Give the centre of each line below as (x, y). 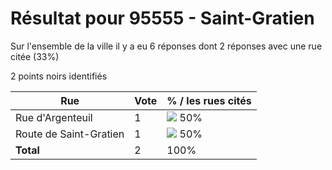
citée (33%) (35, 56)
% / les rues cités (209, 100)
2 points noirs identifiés (59, 76)
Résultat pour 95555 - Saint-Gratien (162, 18)
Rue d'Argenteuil (54, 117)
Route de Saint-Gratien (70, 134)
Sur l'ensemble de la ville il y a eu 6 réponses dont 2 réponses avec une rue (166, 46)
